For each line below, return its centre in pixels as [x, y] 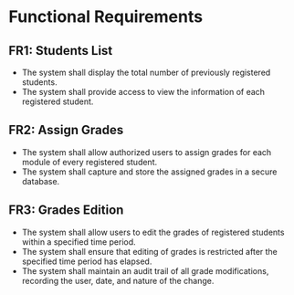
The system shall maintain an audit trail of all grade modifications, [145, 270]
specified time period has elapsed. [87, 261]
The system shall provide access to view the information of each [143, 92]
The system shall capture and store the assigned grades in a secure [149, 172]
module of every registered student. [89, 162]
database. [41, 181]
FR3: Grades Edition [66, 211]
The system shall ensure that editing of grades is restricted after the [149, 251]
